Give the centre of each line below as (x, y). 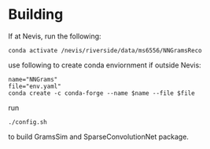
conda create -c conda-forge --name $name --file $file (101, 93)
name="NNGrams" (33, 79)
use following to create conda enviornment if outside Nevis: (105, 65)
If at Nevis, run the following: (55, 36)
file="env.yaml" (35, 86)
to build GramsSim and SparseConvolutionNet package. (98, 136)
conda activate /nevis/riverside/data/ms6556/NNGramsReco (105, 50)
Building (36, 15)
